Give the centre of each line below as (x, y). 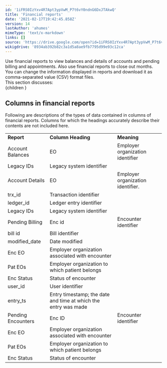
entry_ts (17, 301)
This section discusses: (29, 82)
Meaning (128, 138)
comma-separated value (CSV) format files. (50, 77)
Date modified (66, 241)
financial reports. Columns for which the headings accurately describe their (83, 121)
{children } (16, 87)
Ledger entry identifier (76, 203)
